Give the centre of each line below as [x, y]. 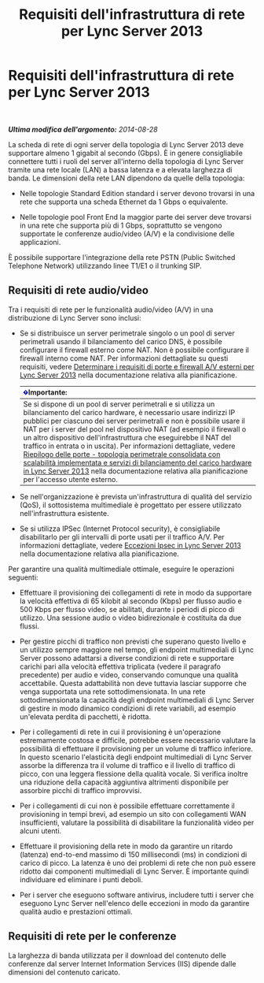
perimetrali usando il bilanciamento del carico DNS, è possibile [121, 341]
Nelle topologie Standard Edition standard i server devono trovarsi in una [137, 193]
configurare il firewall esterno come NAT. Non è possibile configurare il [134, 350]
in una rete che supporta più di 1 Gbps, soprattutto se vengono [121, 225]
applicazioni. [40, 242]
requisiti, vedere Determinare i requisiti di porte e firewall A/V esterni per [137, 366]
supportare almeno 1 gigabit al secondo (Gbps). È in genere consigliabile [126, 153]
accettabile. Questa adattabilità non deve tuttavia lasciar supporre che [133, 683]
